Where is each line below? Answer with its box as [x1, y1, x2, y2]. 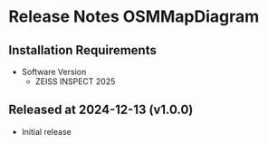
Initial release [21, 126, 72, 137]
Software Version [21, 66, 87, 77]
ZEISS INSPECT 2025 [34, 76, 116, 87]
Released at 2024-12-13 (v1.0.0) [8, 102, 194, 118]
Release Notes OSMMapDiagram [8, 6, 260, 27]
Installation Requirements [8, 43, 158, 58]
